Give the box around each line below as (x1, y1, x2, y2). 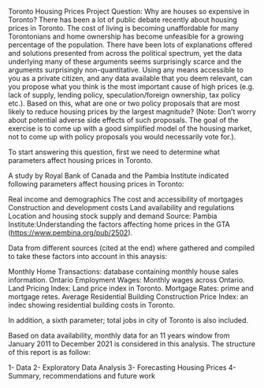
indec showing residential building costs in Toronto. (8, 301, 176, 309)
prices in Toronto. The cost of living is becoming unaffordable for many (8, 24, 239, 32)
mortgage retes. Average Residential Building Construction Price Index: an (8, 292, 249, 301)
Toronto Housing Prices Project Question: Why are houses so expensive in (8, 7, 250, 16)
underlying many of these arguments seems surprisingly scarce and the (8, 57, 242, 66)
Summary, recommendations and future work (8, 371, 156, 380)
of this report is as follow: (8, 348, 91, 357)
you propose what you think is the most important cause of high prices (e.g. (8, 82, 255, 91)
